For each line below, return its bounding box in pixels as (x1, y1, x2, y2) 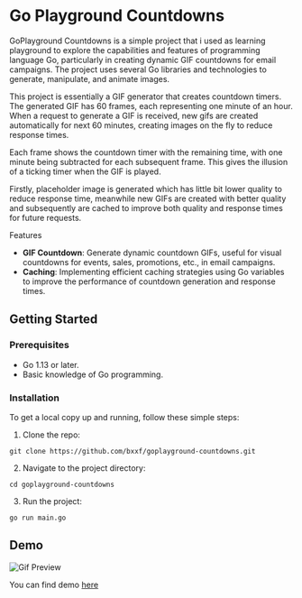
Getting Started (9, 312, 98, 327)
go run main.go (9, 513, 67, 522)
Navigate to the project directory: (22, 462, 146, 474)
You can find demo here (9, 579, 99, 590)
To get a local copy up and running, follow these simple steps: (9, 411, 240, 422)
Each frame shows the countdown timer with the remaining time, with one (9, 146, 283, 158)
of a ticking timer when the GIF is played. (9, 166, 161, 177)
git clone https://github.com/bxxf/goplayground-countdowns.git (9, 446, 256, 455)
